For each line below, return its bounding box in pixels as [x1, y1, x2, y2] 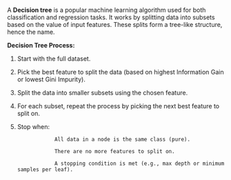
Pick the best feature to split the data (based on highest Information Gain [17, 68, 224, 76]
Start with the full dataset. [17, 54, 91, 63]
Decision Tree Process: [7, 41, 75, 49]
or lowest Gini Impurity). [17, 75, 86, 83]
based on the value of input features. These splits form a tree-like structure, [7, 21, 223, 28]
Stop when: [17, 123, 50, 130]
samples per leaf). [17, 166, 74, 173]
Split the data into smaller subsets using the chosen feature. [17, 89, 188, 97]
